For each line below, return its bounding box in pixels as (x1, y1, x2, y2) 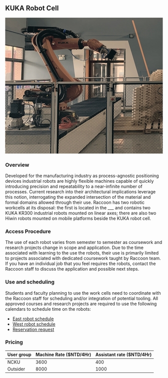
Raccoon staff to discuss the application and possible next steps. (5, 266, 139, 272)
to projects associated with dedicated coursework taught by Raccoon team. (5, 256, 161, 262)
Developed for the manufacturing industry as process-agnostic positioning (5, 173, 159, 179)
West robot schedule (12, 321, 56, 327)
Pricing (5, 339, 23, 346)
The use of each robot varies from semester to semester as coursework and (5, 239, 162, 245)
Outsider (7, 366, 25, 372)
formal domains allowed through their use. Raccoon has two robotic (5, 199, 145, 205)
